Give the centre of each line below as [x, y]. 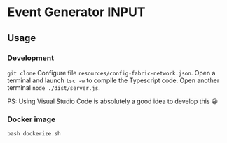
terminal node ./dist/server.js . [54, 87]
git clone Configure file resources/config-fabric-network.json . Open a [111, 73]
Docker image [32, 119]
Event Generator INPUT [76, 12]
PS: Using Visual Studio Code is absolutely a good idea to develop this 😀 [113, 101]
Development [31, 58]
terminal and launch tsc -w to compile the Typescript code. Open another [113, 80]
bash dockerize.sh [34, 134]
